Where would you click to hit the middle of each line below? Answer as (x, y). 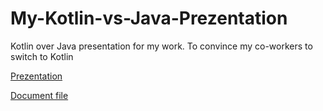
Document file (39, 95)
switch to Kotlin (42, 56)
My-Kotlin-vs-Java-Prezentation (149, 18)
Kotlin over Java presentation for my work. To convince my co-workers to (161, 46)
